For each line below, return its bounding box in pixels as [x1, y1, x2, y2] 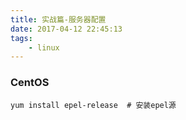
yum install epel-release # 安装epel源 [10, 100, 177, 110]
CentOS [10, 76, 50, 90]
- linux [28, 42, 60, 53]
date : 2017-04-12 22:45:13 [10, 24, 123, 34]
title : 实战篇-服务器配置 [10, 14, 107, 25]
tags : [10, 33, 33, 43]
